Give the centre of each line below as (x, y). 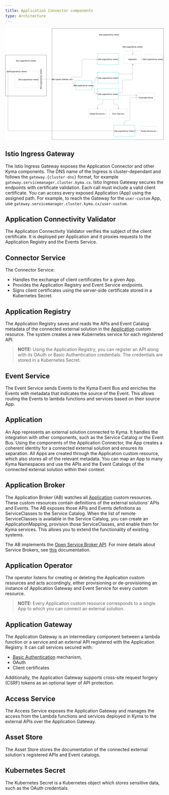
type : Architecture (26, 16)
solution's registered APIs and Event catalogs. (53, 755)
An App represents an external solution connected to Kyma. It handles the (82, 432)
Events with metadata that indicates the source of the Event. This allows (80, 393)
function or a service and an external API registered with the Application (80, 642)
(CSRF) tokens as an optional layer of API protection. (60, 683)
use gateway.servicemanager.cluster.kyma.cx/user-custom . (67, 203)
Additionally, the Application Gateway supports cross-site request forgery (81, 678)
